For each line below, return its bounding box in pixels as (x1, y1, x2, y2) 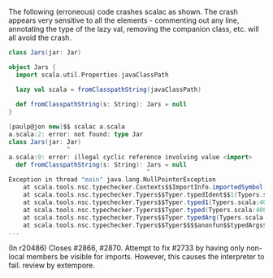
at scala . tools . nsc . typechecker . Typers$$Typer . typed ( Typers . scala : (23, 206, 256, 214)
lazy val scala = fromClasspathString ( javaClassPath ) (15, 85, 201, 93)
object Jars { (8, 63, 57, 72)
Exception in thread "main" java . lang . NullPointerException (8, 176, 217, 184)
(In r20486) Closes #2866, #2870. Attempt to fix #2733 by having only (8, 243, 245, 253)
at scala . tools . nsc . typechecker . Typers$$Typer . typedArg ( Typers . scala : (23, 213, 267, 222)
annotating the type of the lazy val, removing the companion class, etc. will (8, 24, 260, 33)
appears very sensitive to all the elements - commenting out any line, (8, 15, 240, 25)
